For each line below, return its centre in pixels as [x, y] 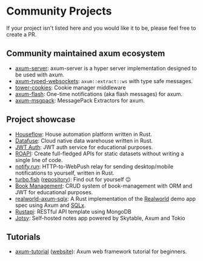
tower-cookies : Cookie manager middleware [70, 87]
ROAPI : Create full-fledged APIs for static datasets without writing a [99, 154]
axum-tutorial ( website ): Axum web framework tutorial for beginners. [101, 252]
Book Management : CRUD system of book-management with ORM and [104, 186]
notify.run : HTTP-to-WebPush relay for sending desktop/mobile [94, 166]
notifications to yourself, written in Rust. [65, 173]
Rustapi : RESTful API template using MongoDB [73, 211]
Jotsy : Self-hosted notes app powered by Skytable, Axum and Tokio [100, 218]
